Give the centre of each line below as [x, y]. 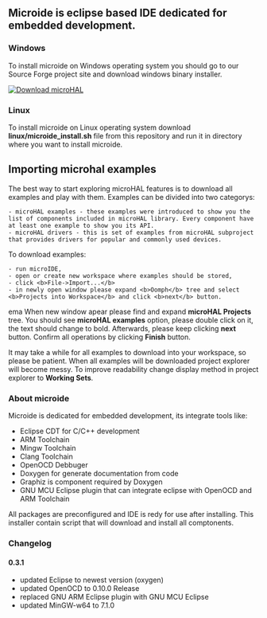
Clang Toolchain [46, 456]
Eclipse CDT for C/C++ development [80, 431]
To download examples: [47, 254]
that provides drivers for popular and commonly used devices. [115, 239]
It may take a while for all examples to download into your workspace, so [127, 352]
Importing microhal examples [82, 169]
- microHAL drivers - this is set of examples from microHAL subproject [131, 233]
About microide [39, 398]
